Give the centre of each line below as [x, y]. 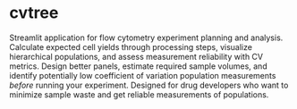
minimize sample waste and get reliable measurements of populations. [139, 94]
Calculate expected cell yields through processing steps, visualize [131, 46]
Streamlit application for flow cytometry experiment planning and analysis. [146, 38]
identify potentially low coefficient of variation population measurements [143, 75]
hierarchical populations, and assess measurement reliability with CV [136, 56]
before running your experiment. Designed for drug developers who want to [149, 85]
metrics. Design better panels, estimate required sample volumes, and [138, 66]
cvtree [34, 13]
